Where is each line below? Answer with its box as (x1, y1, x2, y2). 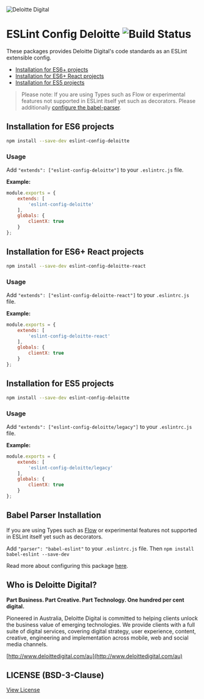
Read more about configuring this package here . (6, 562, 128, 569)
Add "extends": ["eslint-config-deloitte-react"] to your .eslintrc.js (6, 291, 189, 298)
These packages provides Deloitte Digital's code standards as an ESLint (6, 47, 188, 55)
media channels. (6, 640, 48, 648)
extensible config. (6, 54, 52, 61)
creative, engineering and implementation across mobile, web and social (6, 634, 189, 641)
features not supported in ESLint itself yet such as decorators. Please (21, 97, 196, 104)
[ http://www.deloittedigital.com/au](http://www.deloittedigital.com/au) (6, 652, 183, 660)
